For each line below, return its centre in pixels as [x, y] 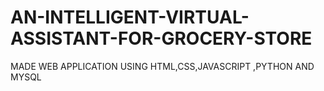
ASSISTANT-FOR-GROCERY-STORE [161, 38]
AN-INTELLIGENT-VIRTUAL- [130, 17]
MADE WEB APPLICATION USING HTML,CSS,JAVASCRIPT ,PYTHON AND [162, 66]
